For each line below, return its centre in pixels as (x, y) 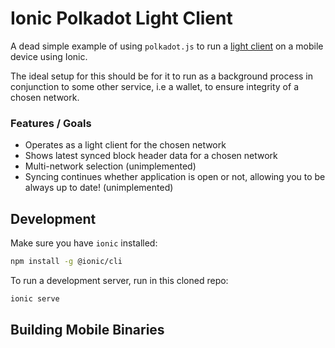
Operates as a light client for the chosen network (125, 145)
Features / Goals (51, 123)
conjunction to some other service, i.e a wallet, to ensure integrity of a (154, 86)
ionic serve (35, 298)
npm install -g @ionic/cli (66, 262)
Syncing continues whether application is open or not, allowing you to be (175, 177)
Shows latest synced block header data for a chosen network (151, 156)
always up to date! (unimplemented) (99, 188)
